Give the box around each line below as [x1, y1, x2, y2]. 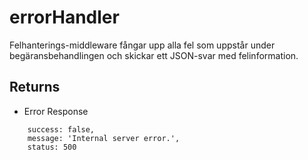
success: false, [27, 124, 96, 135]
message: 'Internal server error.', [27, 133, 181, 143]
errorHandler [9, 6, 120, 29]
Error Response [23, 105, 89, 117]
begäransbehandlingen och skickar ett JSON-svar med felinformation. [9, 49, 299, 61]
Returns [9, 79, 61, 96]
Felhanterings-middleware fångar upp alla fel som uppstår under [9, 39, 276, 51]
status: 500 [27, 142, 77, 152]
